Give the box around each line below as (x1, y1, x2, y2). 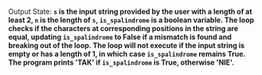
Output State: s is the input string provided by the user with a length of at (8, 7, 252, 16)
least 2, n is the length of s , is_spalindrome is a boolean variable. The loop (8, 15, 255, 25)
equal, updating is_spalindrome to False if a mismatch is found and (8, 32, 233, 41)
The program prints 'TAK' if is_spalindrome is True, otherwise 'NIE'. (8, 57, 235, 67)
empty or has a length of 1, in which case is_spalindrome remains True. (8, 49, 246, 58)
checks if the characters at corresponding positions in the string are (8, 24, 239, 33)
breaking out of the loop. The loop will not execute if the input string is (8, 41, 245, 50)
